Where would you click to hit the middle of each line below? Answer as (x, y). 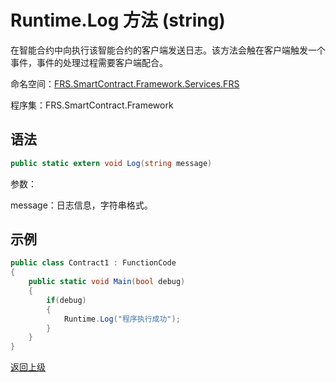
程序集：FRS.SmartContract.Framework (92, 105)
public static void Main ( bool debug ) (107, 282)
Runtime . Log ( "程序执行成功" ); (122, 319)
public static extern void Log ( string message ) (111, 163)
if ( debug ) (66, 300)
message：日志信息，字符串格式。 (81, 205)
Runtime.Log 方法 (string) (118, 20)
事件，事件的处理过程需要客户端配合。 (89, 62)
